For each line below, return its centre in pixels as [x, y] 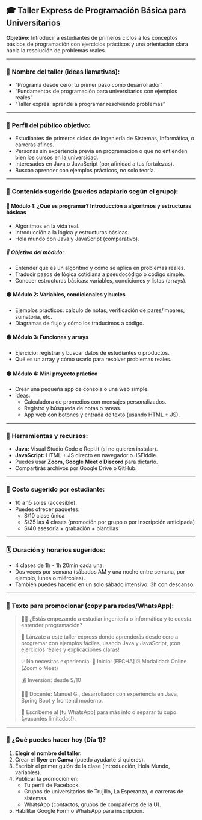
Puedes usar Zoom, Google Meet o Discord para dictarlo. [86, 462]
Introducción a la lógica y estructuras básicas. [72, 232]
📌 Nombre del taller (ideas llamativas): [63, 72]
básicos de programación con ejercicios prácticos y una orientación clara [97, 44]
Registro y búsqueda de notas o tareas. [72, 408]
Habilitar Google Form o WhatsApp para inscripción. [79, 810]
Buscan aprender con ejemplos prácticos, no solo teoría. [85, 171]
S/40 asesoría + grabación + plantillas [71, 528]
